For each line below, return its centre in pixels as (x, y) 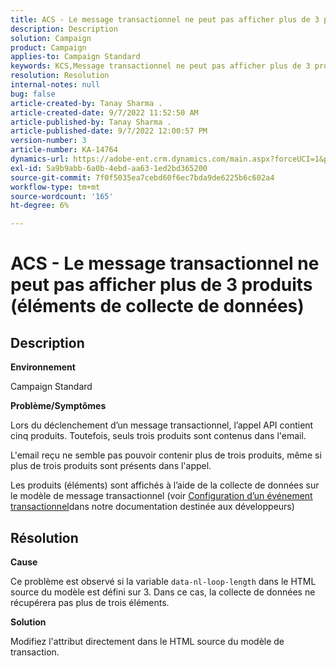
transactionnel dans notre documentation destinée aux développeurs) (152, 507)
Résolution (44, 537)
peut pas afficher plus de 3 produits (161, 285)
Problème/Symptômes (58, 406)
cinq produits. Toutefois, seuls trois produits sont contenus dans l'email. (158, 436)
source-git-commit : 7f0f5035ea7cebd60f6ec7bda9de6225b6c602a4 (142, 177)
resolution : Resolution (60, 76)
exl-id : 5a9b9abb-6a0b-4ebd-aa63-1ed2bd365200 (109, 168)
